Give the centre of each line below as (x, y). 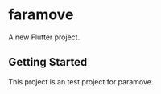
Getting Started (48, 62)
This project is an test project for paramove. (81, 81)
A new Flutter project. (44, 37)
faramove (41, 15)
